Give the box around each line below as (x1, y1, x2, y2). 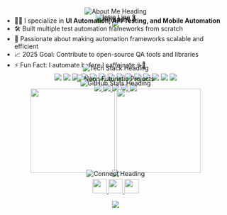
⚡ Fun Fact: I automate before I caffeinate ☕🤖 (13, 61, 147, 69)
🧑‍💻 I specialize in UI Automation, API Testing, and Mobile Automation (13, 16, 221, 25)
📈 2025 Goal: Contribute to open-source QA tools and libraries (13, 50, 199, 58)
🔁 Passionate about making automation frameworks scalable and (13, 35, 204, 43)
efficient (13, 42, 39, 50)
